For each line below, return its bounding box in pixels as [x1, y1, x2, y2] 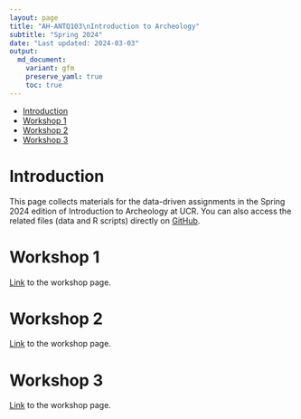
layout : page [9, 13, 59, 23]
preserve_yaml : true [25, 72, 103, 81]
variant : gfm [25, 64, 75, 73]
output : [9, 47, 39, 56]
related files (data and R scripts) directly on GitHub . [9, 214, 201, 226]
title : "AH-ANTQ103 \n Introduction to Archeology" [9, 22, 201, 31]
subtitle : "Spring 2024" [9, 30, 103, 39]
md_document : [17, 55, 67, 64]
